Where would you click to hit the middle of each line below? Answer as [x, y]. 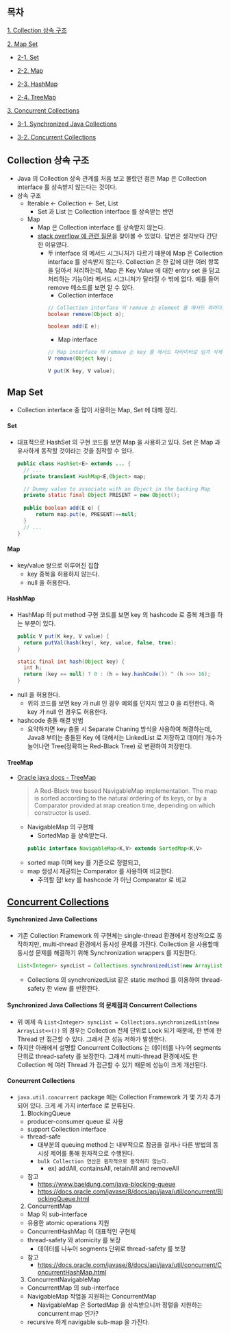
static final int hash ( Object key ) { [71, 662]
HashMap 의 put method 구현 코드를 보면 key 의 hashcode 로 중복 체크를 [116, 614]
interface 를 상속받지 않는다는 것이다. [67, 187]
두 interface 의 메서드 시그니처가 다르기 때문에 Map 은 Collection [135, 253]
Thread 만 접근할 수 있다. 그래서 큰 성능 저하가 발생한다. [91, 1039]
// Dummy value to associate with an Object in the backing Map [117, 489]
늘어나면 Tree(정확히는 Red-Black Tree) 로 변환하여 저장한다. [110, 746]
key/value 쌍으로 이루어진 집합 [58, 565]
